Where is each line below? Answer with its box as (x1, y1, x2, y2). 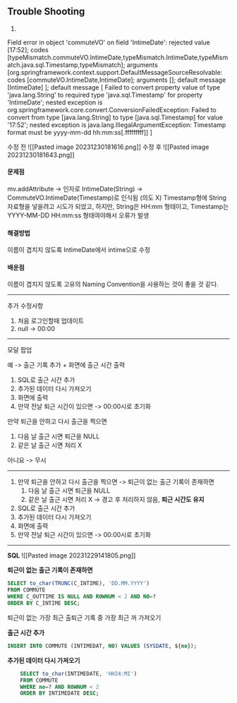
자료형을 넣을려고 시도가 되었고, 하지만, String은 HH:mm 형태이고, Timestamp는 (7, 203, 229, 211)
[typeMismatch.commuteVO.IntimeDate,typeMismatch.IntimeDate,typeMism (7, 53, 229, 61)
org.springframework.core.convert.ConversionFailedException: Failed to (7, 105, 217, 114)
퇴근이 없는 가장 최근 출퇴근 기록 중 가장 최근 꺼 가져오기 (7, 613, 162, 622)
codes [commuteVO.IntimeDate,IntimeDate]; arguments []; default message (7, 76, 226, 84)
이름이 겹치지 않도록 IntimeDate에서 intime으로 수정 (7, 246, 150, 254)
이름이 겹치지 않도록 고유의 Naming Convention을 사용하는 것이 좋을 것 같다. (7, 280, 219, 289)
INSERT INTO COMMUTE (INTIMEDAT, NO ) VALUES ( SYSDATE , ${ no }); (7, 642, 197, 649)
